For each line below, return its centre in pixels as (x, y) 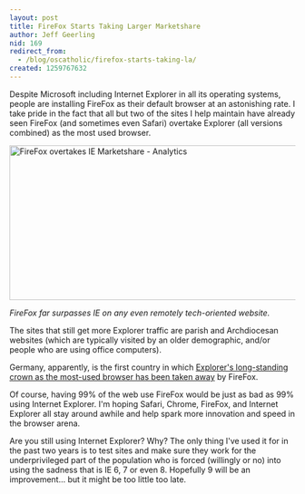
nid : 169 (26, 43)
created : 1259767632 (49, 69)
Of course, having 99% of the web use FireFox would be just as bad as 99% (152, 394)
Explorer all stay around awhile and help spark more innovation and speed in (152, 413)
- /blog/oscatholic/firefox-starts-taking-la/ (107, 60)
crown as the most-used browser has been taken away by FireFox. (134, 376)
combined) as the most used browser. (80, 132)
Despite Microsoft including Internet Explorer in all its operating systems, (145, 94)
